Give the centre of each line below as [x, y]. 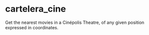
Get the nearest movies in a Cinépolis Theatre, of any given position [75, 22]
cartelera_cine [36, 9]
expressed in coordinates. [32, 27]
